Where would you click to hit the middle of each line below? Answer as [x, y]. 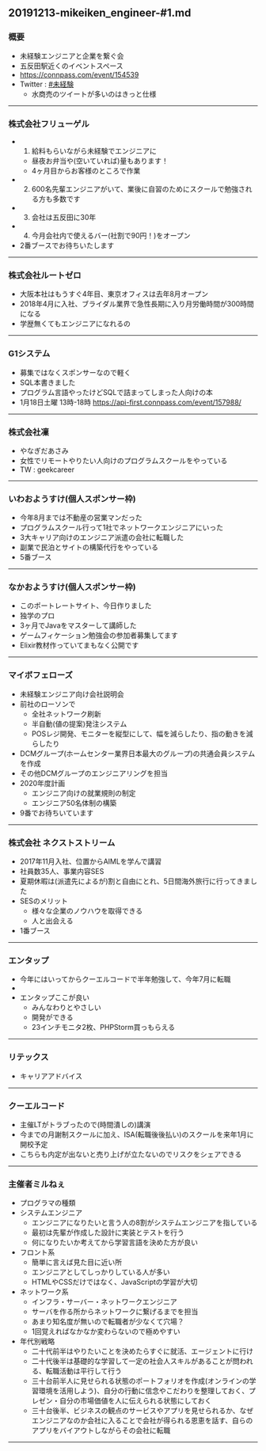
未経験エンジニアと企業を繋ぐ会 [72, 55]
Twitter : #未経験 [47, 84]
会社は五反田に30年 [64, 217]
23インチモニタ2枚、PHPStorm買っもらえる [103, 1027]
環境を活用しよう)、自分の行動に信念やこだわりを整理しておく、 [144, 1391]
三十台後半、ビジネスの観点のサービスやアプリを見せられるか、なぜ [142, 1411]
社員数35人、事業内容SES [62, 872]
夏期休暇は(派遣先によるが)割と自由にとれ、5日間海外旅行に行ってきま [135, 881]
